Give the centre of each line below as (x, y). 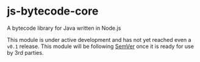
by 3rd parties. (25, 52)
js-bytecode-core (53, 11)
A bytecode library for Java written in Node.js (64, 28)
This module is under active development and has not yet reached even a (99, 40)
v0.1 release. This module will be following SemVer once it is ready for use (101, 46)
